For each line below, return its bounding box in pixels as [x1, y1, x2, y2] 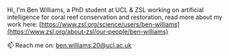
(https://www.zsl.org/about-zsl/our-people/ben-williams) [7, 27, 168, 36]
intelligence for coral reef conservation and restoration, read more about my [7, 13, 223, 21]
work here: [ [7, 20, 42, 28]
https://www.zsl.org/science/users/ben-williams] [41, 20, 180, 28]
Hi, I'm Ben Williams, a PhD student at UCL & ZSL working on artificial [7, 6, 204, 14]
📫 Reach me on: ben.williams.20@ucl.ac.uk [7, 41, 132, 49]
